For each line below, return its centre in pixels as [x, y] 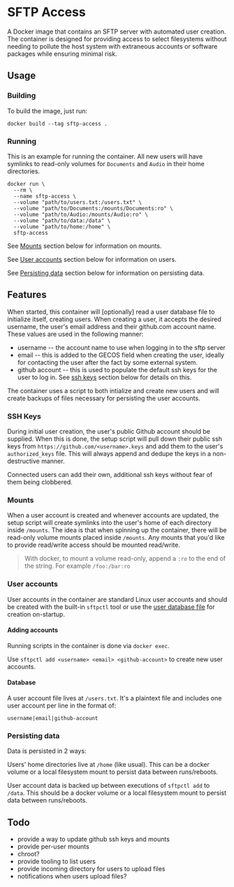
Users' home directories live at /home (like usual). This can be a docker [108, 765]
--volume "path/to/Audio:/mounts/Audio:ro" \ [81, 214]
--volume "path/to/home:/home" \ [62, 227]
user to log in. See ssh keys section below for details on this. [104, 377]
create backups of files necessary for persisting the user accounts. [104, 398]
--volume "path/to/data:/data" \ [62, 221]
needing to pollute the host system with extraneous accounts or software [112, 46]
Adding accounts [32, 630]
